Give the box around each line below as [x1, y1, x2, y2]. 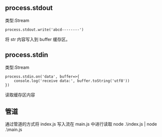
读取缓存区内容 [5, 92, 35, 98]
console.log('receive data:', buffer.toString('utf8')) [14, 78, 130, 83]
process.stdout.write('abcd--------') [5, 27, 84, 32]
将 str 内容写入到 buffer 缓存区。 [5, 36, 70, 42]
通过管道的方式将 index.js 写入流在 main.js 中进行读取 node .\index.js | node [5, 121, 157, 127]
